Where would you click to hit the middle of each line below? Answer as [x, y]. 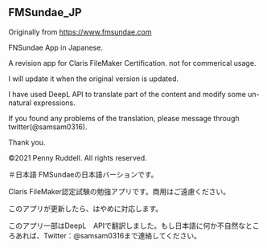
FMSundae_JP [45, 12]
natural [20, 103]
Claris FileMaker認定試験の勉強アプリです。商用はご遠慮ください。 [119, 191]
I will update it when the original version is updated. [94, 79]
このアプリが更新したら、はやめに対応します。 [86, 208]
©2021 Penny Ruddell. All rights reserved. [78, 157]
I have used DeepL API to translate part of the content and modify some [127, 94]
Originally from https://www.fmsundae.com [80, 32]
